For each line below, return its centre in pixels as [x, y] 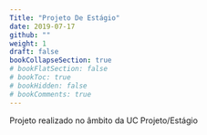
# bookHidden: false [49, 86]
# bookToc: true [40, 78]
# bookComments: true [51, 94]
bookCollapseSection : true [61, 60]
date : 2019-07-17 [42, 26]
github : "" [30, 35]
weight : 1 [28, 43]
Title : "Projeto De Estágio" [65, 18]
